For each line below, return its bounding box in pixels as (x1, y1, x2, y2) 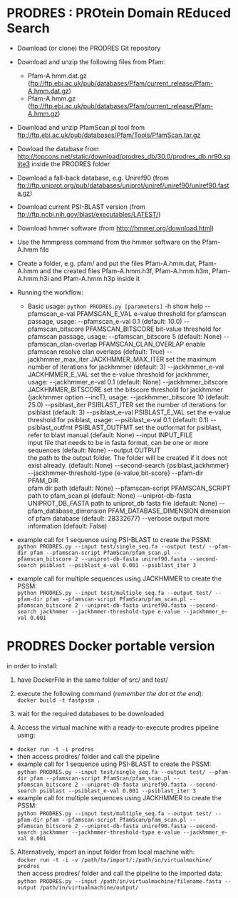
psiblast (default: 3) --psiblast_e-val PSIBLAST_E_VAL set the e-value (27, 408, 231, 417)
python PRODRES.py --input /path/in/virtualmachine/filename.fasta (16, 877, 222, 885)
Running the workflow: (16, 287, 83, 297)
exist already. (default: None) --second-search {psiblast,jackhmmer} (27, 461, 229, 469)
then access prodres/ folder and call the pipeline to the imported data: (16, 869, 223, 877)
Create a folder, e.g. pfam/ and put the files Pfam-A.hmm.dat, (16, 259, 197, 267)
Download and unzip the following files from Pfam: (16, 57, 165, 66)
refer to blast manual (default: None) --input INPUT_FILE (27, 430, 193, 439)
